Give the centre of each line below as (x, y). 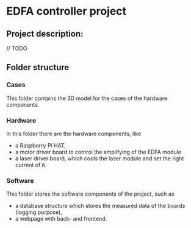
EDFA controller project (67, 11)
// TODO (17, 48)
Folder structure (38, 67)
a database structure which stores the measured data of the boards (100, 206)
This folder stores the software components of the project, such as (90, 194)
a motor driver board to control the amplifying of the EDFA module (98, 152)
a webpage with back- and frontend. (61, 219)
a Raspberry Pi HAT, (40, 145)
